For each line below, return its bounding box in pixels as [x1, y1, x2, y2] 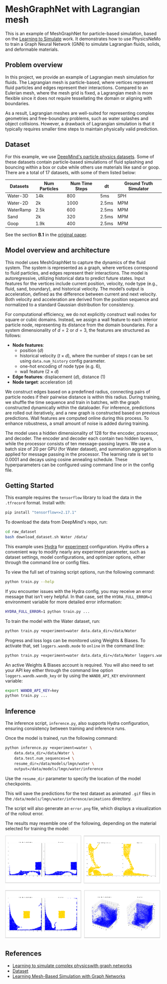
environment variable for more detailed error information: [5, 598, 122, 605]
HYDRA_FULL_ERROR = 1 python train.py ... [5, 609, 90, 614]
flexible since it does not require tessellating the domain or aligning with [5, 95, 153, 101]
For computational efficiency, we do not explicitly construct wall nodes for [5, 311, 157, 317]
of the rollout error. [5, 810, 44, 816]
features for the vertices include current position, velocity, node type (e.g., [5, 280, 158, 287]
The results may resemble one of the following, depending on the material [5, 820, 157, 826]
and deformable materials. [5, 46, 59, 52]
